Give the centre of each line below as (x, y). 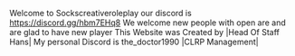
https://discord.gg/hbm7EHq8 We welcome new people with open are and (148, 23)
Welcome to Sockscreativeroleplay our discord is (100, 13)
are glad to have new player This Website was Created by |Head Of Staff (145, 32)
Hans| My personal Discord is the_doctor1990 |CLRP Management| (134, 42)
